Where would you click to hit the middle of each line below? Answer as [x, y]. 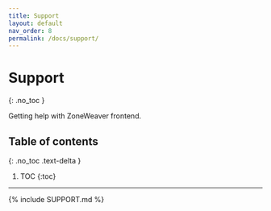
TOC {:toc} [38, 176]
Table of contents [53, 141]
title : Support [34, 16]
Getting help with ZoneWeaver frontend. [75, 116]
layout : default [35, 23]
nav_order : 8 [30, 31]
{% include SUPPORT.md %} [56, 199]
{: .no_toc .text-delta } [45, 161]
